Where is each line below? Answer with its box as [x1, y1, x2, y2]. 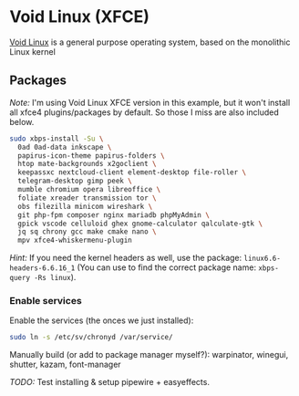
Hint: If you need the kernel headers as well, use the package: [9, 253, 242, 264]
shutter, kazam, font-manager [9, 359, 121, 370]
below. [9, 116, 35, 127]
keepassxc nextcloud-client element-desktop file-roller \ [17, 168, 247, 177]
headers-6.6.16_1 [9, 264, 76, 273]
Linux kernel [9, 46, 57, 57]
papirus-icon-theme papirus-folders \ [17, 151, 166, 161]
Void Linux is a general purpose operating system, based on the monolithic [9, 36, 291, 47]
